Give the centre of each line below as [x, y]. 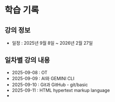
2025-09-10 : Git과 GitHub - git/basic [50, 85]
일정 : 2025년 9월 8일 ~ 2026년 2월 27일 [52, 43]
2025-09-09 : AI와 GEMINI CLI [43, 78]
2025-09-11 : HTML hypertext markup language [61, 90]
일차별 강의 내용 [27, 60]
